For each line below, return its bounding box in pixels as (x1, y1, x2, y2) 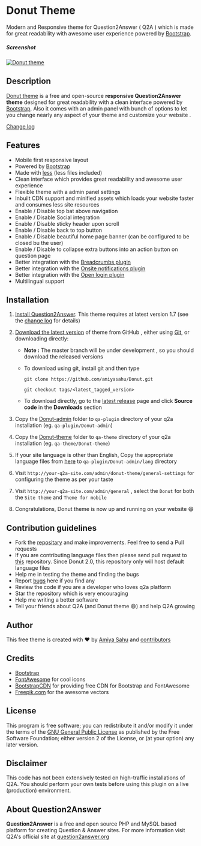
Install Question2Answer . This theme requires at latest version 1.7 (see (14, 310, 189, 318)
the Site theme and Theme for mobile (14, 494, 107, 501)
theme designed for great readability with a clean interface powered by (6, 98, 183, 106)
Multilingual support (14, 277, 65, 285)
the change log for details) (14, 317, 81, 324)
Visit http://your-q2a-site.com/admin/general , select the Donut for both (14, 488, 194, 495)
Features (6, 140, 40, 151)
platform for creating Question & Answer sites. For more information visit (6, 827, 185, 834)
